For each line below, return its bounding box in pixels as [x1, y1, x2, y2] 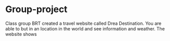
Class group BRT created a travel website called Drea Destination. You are [5, 20, 162, 26]
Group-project [5, 4, 68, 15]
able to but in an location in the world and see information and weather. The [5, 25, 165, 31]
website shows [5, 31, 37, 37]
